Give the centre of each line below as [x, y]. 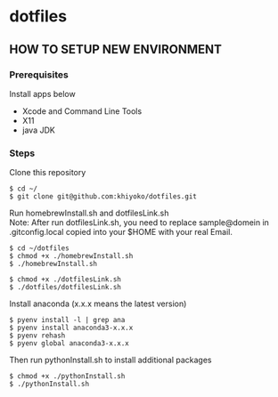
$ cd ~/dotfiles [39, 248]
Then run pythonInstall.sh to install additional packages [110, 360]
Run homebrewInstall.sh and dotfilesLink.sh [89, 213]
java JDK [38, 130]
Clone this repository [48, 173]
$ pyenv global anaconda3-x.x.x [69, 344]
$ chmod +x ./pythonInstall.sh [67, 377]
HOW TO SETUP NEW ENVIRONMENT [116, 49]
